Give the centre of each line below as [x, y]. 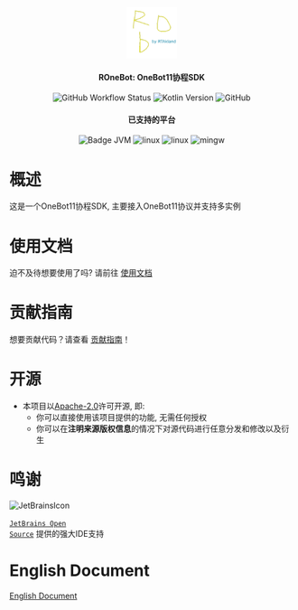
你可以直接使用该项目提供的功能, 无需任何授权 [121, 418]
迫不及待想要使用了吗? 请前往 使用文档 [81, 273]
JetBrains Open [38, 524]
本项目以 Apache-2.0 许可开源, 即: [84, 406]
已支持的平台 [152, 119]
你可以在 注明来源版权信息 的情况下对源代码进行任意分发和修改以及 [158, 429]
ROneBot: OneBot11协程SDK [152, 77]
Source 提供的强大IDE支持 [57, 534]
